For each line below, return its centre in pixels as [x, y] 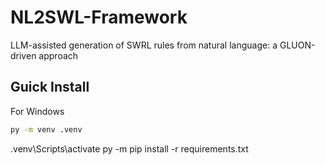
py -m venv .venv [46, 129]
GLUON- [297, 45]
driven [23, 55]
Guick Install [50, 87]
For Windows [37, 111]
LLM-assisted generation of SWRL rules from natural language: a [144, 45]
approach [58, 55]
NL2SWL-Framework [99, 17]
